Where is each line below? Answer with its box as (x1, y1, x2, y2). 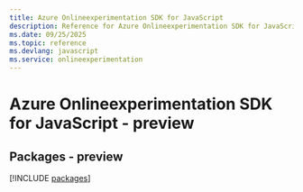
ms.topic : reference (9, 38, 87, 48)
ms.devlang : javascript (9, 47, 99, 56)
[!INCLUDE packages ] (9, 173, 91, 183)
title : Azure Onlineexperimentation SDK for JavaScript (9, 13, 224, 23)
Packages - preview (9, 149, 124, 164)
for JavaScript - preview (9, 114, 195, 133)
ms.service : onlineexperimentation (9, 55, 143, 64)
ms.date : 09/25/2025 (9, 30, 87, 39)
